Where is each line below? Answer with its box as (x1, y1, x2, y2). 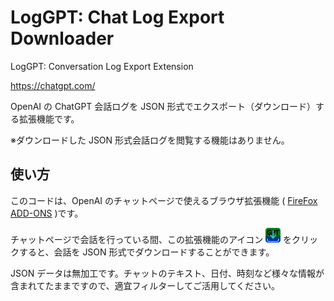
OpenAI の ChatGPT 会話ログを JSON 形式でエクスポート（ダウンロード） (10, 100, 316, 112)
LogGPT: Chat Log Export (10, 6, 225, 29)
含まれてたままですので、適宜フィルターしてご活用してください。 (10, 280, 281, 292)
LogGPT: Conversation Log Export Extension (10, 60, 194, 72)
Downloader (10, 27, 115, 50)
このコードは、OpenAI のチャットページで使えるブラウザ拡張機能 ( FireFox (10, 194, 318, 206)
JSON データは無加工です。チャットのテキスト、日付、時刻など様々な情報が (10, 267, 325, 280)
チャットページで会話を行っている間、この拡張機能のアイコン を (10, 234, 293, 246)
